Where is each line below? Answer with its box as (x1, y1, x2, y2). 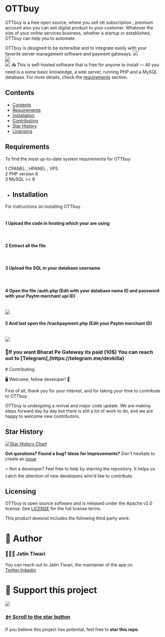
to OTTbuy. (5, 393, 28, 399)
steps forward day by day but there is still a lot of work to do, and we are (5, 408, 153, 414)
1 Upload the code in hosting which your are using (5, 220, 110, 226)
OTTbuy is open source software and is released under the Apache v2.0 (5, 500, 153, 506)
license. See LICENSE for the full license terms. (5, 506, 102, 512)
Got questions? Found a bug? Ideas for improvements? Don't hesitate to (5, 451, 155, 456)
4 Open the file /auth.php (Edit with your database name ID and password (5, 287, 160, 293)
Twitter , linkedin (5, 567, 36, 573)
